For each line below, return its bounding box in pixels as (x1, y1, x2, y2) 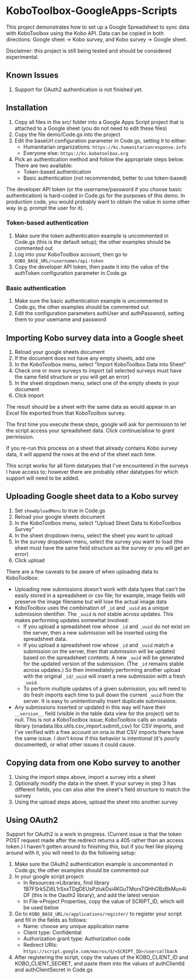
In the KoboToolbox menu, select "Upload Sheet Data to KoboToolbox (14, 519, 181, 526)
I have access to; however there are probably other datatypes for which (6, 468, 178, 475)
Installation (6, 103, 48, 113)
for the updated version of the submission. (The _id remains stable (23, 660, 184, 667)
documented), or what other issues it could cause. (14, 741, 136, 748)
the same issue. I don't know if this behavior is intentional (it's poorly (14, 735, 180, 742)
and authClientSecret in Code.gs (14, 966, 93, 973)
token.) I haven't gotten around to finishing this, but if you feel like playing (6, 843, 183, 850)
